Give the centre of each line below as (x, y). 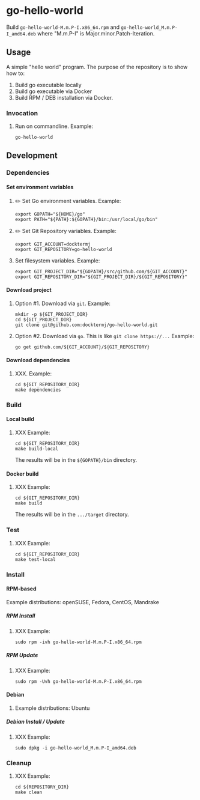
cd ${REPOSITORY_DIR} (42, 787)
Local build (20, 419)
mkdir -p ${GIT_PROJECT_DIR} (51, 314)
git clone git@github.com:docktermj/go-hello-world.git (86, 325)
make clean (29, 792)
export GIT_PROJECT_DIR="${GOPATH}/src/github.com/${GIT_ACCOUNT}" (101, 271)
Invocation (22, 113)
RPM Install (21, 616)
